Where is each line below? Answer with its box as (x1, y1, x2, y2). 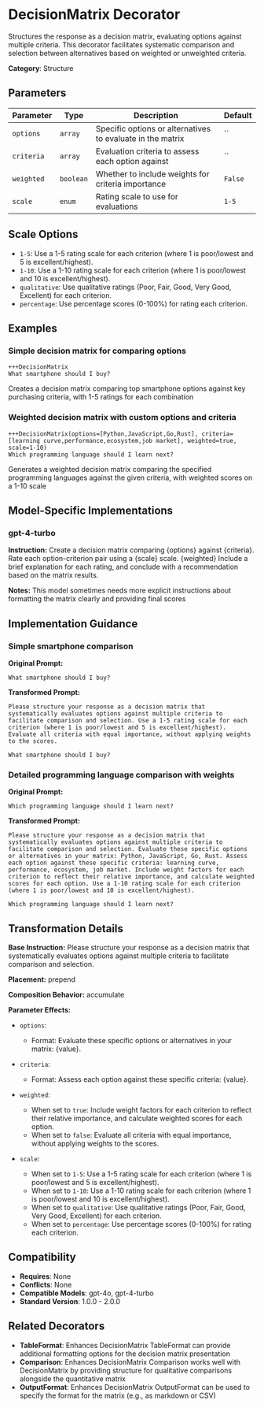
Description (133, 110, 178, 121)
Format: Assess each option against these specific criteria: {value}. (31, 1075, 249, 1084)
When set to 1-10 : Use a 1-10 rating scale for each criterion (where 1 (31, 1186, 251, 1195)
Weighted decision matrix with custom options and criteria (8, 412, 237, 423)
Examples (8, 321, 57, 335)
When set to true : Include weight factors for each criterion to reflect (31, 1105, 252, 1115)
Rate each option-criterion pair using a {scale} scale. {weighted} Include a (8, 554, 248, 563)
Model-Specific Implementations (8, 503, 174, 517)
